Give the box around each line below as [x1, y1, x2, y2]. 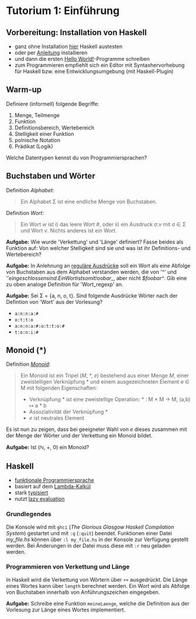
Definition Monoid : [6, 361, 51, 368]
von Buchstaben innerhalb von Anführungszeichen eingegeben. [6, 589, 160, 596]
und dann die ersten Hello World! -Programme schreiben [14, 56, 150, 62]
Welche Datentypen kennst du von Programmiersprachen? [6, 154, 147, 161]
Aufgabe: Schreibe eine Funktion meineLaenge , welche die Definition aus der [6, 600, 190, 607]
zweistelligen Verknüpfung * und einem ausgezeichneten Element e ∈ [20, 378, 190, 385]
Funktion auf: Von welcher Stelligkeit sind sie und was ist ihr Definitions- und [6, 244, 191, 251]
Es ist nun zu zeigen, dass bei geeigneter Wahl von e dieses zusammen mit [6, 426, 187, 433]
